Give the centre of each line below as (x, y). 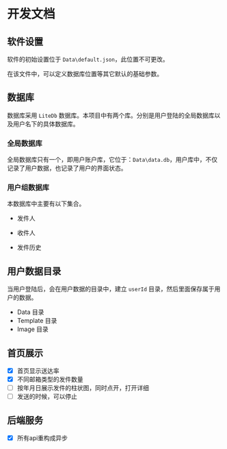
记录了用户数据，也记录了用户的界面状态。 (67, 168)
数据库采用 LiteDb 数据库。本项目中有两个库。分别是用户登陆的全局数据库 (111, 115)
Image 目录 (33, 329)
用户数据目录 (34, 271)
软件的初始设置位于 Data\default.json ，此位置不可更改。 (88, 59)
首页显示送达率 (38, 371)
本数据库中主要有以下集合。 (46, 204)
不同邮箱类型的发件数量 (50, 379)
